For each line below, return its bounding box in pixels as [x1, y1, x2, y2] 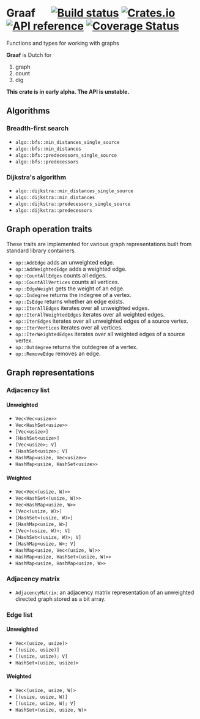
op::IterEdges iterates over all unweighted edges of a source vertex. [15, 317, 188, 325]
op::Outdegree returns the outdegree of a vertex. [15, 343, 138, 350]
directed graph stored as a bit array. [15, 595, 106, 603]
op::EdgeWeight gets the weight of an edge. [15, 285, 125, 292]
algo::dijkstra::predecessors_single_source [15, 201, 131, 207]
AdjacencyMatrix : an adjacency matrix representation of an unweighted [15, 589, 194, 596]
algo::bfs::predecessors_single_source [15, 152, 117, 159]
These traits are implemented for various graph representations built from [6, 240, 192, 247]
